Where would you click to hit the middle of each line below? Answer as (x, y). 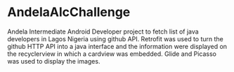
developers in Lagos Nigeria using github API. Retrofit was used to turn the (115, 38)
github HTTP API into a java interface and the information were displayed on (117, 46)
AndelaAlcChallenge (69, 12)
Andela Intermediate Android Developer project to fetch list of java (103, 31)
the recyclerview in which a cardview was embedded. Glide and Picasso (112, 54)
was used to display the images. (54, 61)
